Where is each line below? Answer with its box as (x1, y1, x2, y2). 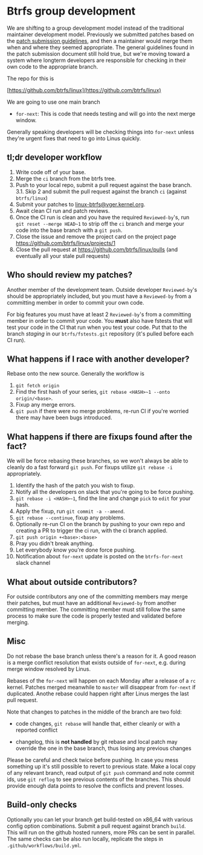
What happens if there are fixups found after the (7, 431, 193, 442)
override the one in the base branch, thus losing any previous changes (15, 745, 192, 752)
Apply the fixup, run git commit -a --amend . (15, 508, 126, 515)
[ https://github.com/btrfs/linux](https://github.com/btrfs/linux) (7, 86, 162, 93)
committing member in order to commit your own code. (7, 299, 144, 306)
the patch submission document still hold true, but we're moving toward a (7, 50, 190, 57)
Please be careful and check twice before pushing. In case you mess (7, 756, 179, 763)
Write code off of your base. (15, 168, 86, 175)
